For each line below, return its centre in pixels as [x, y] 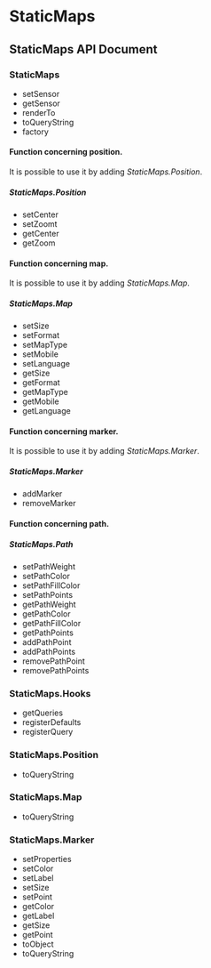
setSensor [41, 93]
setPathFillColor [51, 585]
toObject [38, 944]
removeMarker [49, 504]
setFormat [41, 335]
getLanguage [46, 411]
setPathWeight [48, 566]
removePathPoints [55, 670]
